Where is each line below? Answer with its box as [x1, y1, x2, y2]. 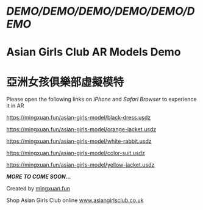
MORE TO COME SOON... [6, 173, 71, 181]
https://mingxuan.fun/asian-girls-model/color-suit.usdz [6, 150, 145, 157]
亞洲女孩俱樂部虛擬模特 [6, 75, 124, 89]
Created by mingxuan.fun [6, 185, 70, 192]
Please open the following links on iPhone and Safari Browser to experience [6, 96, 197, 103]
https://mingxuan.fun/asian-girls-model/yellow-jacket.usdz [6, 161, 155, 168]
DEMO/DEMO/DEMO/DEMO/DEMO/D [6, 4, 195, 18]
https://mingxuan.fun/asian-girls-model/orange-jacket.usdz [6, 126, 157, 133]
